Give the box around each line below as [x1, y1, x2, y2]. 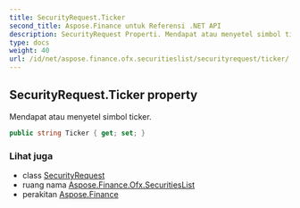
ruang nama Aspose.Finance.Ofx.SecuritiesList [21, 179, 196, 190]
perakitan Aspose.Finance [21, 188, 119, 199]
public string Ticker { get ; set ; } [9, 129, 146, 137]
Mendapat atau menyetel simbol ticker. [9, 111, 152, 121]
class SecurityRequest [21, 170, 105, 180]
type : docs [9, 37, 50, 47]
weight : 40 [9, 46, 50, 55]
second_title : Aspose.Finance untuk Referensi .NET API [9, 21, 221, 30]
